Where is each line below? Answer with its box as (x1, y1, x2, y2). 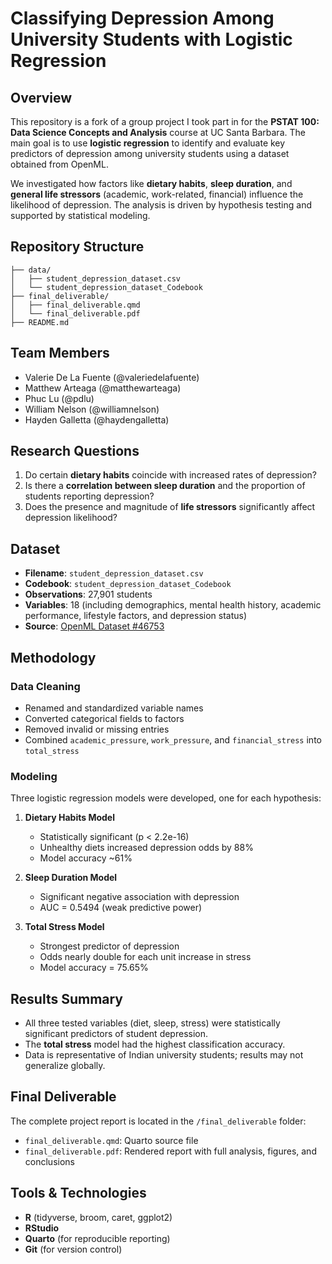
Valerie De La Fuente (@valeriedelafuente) (24, 371, 200, 383)
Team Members (10, 345, 110, 362)
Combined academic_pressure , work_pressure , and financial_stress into (24, 733, 322, 746)
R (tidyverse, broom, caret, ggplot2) (24, 1211, 173, 1223)
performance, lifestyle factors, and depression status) (24, 610, 248, 622)
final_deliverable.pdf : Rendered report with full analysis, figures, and (24, 1145, 317, 1157)
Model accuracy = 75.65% (39, 962, 149, 974)
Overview (10, 89, 73, 106)
